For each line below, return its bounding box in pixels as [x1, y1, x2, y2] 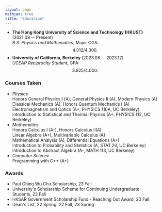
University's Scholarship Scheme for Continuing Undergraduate [12, 186, 140, 192]
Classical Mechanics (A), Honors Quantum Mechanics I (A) [12, 101, 130, 107]
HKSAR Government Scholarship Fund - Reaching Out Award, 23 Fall [12, 196, 149, 202]
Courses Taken [5, 80, 42, 86]
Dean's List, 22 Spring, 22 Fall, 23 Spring [12, 201, 95, 207]
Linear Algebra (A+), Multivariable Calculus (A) [12, 132, 106, 138]
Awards [5, 170, 24, 177]
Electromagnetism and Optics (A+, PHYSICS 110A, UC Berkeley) [12, 106, 140, 112]
